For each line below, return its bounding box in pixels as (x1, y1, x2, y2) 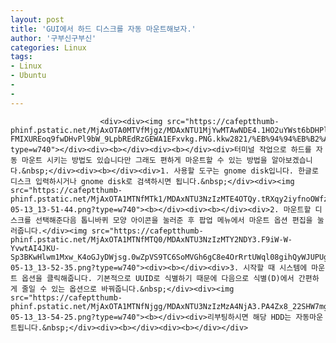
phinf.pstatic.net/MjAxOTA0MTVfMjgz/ (10, 125, 168, 135)
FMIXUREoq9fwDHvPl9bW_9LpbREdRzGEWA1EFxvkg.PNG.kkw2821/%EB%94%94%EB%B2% (10, 134, 325, 144)
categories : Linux (10, 42, 87, 53)
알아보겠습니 (271, 155, 313, 165)
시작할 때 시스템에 (243, 262, 308, 273)
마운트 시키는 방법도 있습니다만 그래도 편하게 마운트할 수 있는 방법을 (21, 155, 268, 165)
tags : (10, 52, 33, 62)
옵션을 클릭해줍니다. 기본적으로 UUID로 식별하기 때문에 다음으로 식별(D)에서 (21, 273, 295, 283)
